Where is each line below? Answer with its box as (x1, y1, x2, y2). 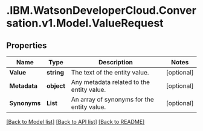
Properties (6, 40, 47, 50)
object (46, 82, 65, 90)
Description (98, 58, 133, 66)
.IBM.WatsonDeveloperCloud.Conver (6, 4, 196, 17)
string (46, 69, 65, 76)
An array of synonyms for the (71, 96, 154, 103)
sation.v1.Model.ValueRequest (6, 16, 164, 30)
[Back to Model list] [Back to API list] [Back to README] (6, 118, 145, 125)
